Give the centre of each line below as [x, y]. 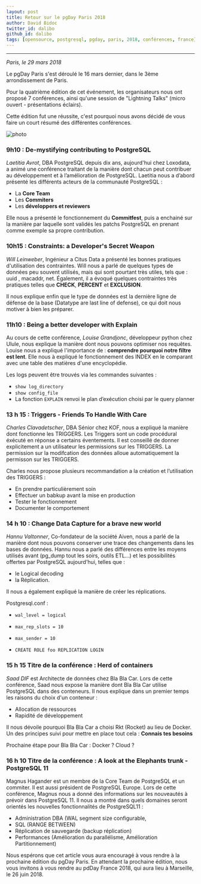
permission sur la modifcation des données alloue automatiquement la [93, 453]
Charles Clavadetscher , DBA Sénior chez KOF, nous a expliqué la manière [97, 428]
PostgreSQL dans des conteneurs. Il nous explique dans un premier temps [98, 691]
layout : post [22, 12]
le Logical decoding [39, 574]
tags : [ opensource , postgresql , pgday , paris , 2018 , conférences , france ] [101, 40]
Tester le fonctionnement [46, 502]
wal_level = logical [40, 616]
